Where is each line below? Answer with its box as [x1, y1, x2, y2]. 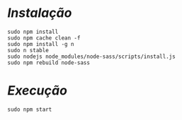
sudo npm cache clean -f [7, 34, 81, 42]
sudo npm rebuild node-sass [7, 59, 91, 66]
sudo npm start [7, 106, 52, 113]
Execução [7, 83, 67, 99]
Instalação [7, 5, 72, 21]
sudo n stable [7, 47, 50, 54]
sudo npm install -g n [7, 40, 74, 47]
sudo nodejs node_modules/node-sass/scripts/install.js [7, 53, 176, 60]
